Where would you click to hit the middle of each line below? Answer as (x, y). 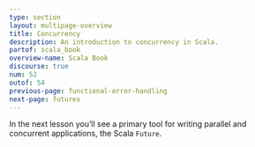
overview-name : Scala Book (59, 58)
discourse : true (39, 67)
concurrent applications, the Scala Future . (86, 134)
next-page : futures (45, 99)
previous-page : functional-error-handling (88, 91)
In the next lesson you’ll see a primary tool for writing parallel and (128, 124)
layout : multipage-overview (61, 26)
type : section (35, 17)
